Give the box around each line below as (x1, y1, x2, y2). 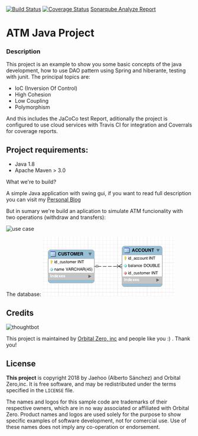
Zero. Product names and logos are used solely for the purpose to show (6, 411, 181, 418)
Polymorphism (14, 104, 50, 111)
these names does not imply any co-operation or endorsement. (6, 423, 161, 430)
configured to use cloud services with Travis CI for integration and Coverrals (6, 121, 193, 128)
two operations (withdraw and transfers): (6, 214, 106, 221)
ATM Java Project (6, 27, 95, 40)
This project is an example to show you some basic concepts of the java (6, 61, 182, 68)
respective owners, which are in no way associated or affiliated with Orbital (6, 404, 189, 411)
